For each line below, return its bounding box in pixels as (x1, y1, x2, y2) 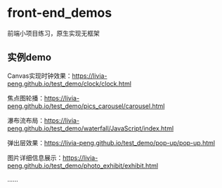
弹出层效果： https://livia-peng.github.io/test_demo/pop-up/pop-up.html (7, 138, 216, 147)
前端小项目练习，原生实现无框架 (7, 29, 100, 37)
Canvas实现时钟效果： (7, 72, 72, 80)
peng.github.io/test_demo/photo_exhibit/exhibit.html (7, 161, 159, 170)
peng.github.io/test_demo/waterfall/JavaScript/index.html (7, 124, 174, 133)
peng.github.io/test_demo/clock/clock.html (7, 79, 132, 88)
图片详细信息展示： (7, 153, 63, 162)
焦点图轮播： (7, 93, 44, 102)
